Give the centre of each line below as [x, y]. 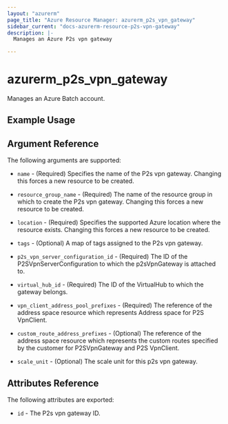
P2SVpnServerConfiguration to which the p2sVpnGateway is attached [116, 264]
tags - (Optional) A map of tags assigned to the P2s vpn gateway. [110, 243]
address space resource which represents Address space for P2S [111, 313]
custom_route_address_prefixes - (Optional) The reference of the [109, 334]
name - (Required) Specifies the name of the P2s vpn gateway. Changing [119, 174]
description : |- [30, 33]
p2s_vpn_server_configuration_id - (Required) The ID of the [102, 257]
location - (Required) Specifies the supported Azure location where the [119, 222]
